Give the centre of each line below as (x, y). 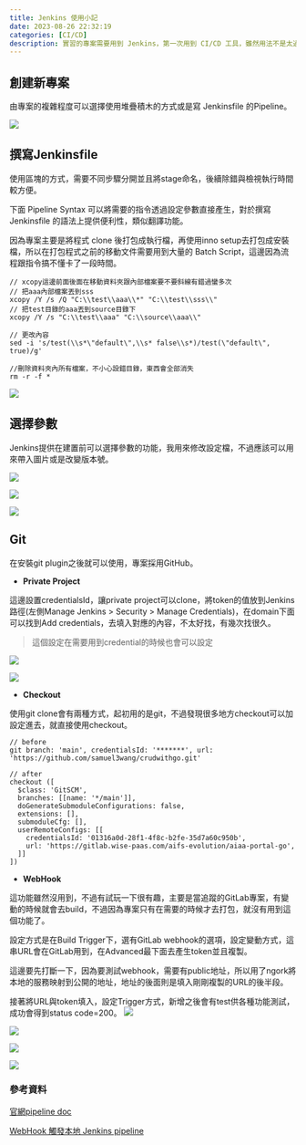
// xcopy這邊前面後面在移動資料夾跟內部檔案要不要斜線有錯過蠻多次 (121, 282)
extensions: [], (48, 814)
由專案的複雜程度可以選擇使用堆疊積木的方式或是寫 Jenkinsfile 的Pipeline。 (151, 107)
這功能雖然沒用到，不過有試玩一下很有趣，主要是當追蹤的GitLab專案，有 (145, 897)
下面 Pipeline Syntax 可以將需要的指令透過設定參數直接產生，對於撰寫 (140, 209)
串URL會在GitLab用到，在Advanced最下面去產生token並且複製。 (131, 951)
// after (26, 774)
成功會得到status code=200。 (66, 1013)
